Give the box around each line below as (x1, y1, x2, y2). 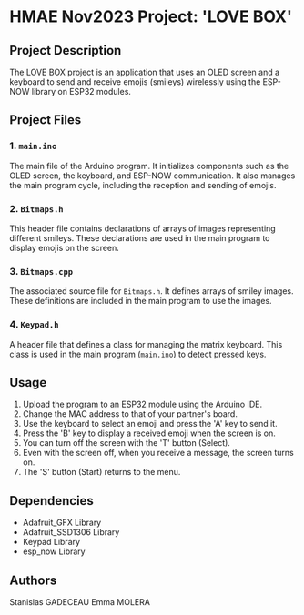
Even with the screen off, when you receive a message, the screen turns (22, 448, 294, 459)
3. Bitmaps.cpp (9, 265, 74, 277)
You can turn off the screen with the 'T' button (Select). (22, 438, 230, 449)
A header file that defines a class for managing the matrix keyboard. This (9, 338, 283, 349)
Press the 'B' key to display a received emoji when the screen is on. (22, 428, 276, 439)
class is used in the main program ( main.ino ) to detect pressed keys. (9, 348, 267, 359)
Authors (9, 572, 57, 588)
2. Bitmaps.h (9, 202, 64, 215)
